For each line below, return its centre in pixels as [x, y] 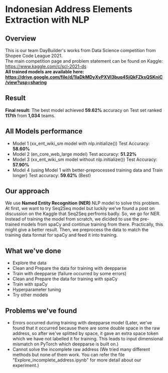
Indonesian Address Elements [69, 9]
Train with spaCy [30, 284]
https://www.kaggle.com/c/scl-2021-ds [46, 66]
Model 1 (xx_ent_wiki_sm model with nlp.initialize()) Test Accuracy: [81, 143]
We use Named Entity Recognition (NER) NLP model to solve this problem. [83, 203]
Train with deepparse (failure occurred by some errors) [69, 274]
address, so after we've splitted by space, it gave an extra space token [86, 333]
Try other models [30, 295]
